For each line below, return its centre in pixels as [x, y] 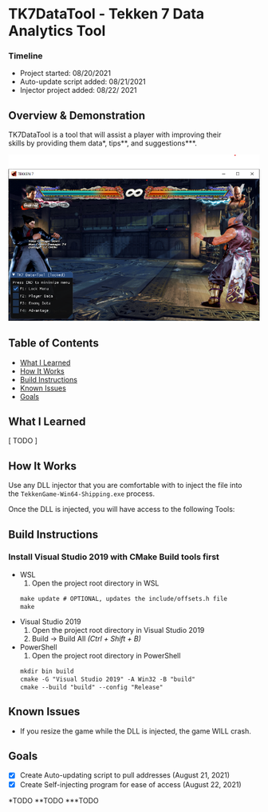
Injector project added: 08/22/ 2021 [78, 90]
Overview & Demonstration [77, 116]
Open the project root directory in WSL [95, 583]
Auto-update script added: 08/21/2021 [83, 82]
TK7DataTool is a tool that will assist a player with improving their [115, 135]
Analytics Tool [57, 31]
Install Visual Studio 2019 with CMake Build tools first [114, 557]
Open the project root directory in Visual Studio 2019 [118, 630]
